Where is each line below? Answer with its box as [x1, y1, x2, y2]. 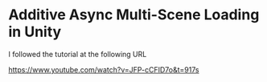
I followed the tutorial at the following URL [8, 49, 147, 59]
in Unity [8, 23, 62, 41]
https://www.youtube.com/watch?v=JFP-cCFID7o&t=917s [8, 64, 199, 74]
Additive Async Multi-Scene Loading [8, 6, 260, 24]
